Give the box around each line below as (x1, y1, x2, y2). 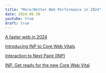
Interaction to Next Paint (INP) (5, 53, 65, 59)
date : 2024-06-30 (5, 12, 41, 17)
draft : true (5, 20, 29, 26)
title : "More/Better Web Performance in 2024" (5, 7, 102, 12)
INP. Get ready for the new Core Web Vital (5, 62, 90, 68)
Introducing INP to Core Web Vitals (5, 43, 75, 49)
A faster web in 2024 (5, 34, 47, 40)
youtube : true (5, 16, 34, 21)
